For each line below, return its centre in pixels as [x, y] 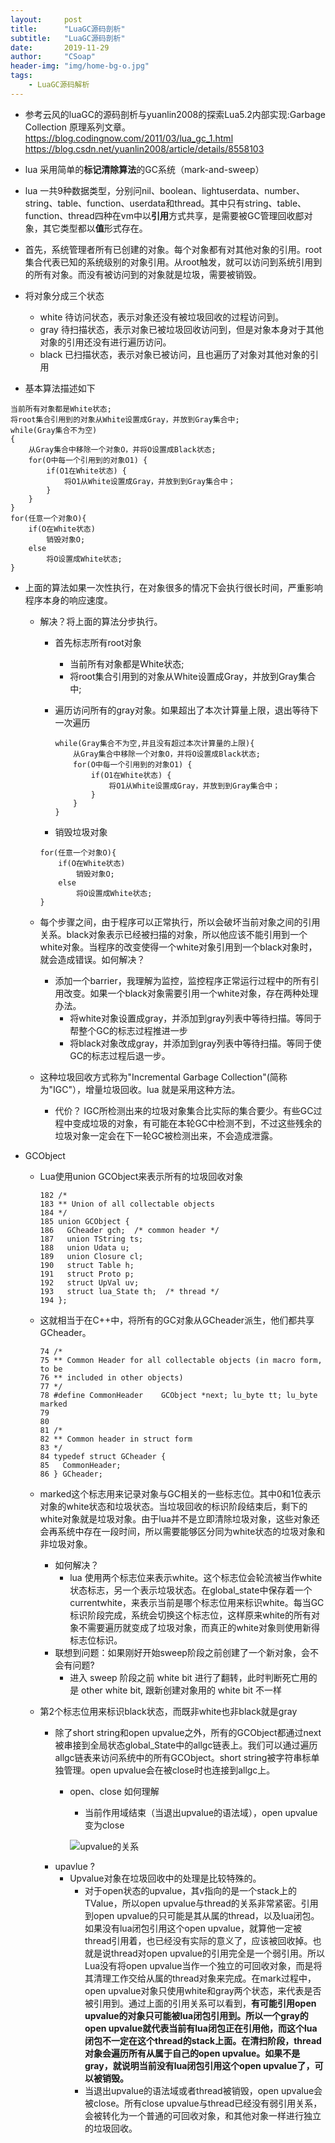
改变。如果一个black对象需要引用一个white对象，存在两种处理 [191, 993]
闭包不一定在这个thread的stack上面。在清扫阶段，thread [203, 2040]
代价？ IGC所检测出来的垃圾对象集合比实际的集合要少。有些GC [184, 1110]
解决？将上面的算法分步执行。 [101, 621]
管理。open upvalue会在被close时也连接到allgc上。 [169, 1770]
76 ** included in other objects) [111, 1377]
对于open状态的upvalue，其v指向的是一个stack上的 [190, 1890]
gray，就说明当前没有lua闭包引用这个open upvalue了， [199, 2065]
